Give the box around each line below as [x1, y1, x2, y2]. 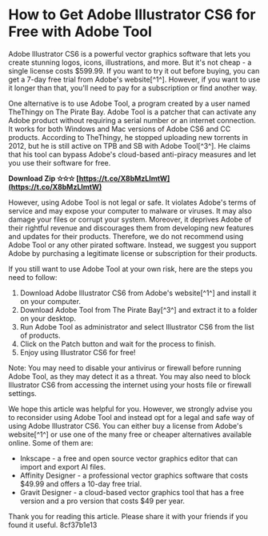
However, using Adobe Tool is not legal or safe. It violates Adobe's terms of [8, 198, 257, 207]
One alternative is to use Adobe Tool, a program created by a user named [8, 98, 250, 108]
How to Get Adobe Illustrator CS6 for [8, 6, 256, 24]
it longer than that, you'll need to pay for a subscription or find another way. [8, 82, 258, 93]
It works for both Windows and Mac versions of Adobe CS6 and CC [8, 124, 231, 134]
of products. [19, 330, 62, 340]
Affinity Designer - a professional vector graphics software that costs [19, 470, 249, 480]
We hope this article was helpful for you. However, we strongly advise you [8, 404, 253, 414]
